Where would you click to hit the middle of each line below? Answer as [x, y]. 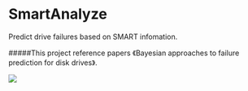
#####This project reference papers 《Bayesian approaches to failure [124, 53]
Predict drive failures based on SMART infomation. [93, 37]
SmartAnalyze [58, 14]
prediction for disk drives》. [53, 63]
